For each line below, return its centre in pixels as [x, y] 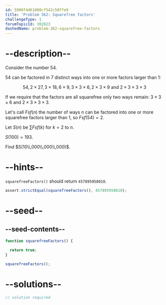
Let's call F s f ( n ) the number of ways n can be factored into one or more [79, 112]
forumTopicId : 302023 [28, 24]
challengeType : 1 [23, 19]
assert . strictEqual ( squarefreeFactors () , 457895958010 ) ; [66, 190]
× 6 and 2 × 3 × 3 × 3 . [28, 103]
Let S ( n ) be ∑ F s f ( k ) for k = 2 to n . [40, 127]
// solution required [28, 298]
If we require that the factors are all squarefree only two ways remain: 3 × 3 [83, 97]
